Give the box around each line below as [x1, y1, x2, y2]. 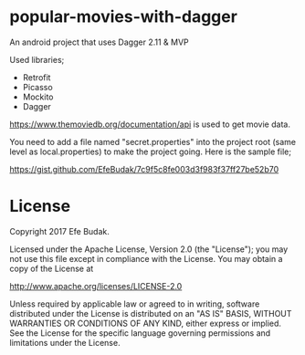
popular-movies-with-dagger [9, 6, 237, 27]
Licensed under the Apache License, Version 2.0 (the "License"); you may [9, 244, 289, 255]
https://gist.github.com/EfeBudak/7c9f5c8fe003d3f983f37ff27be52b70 [9, 163, 279, 174]
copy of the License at [9, 263, 94, 274]
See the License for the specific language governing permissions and [9, 327, 271, 339]
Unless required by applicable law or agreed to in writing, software [9, 298, 260, 309]
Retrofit [22, 71, 51, 83]
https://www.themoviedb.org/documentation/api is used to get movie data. [9, 119, 290, 130]
